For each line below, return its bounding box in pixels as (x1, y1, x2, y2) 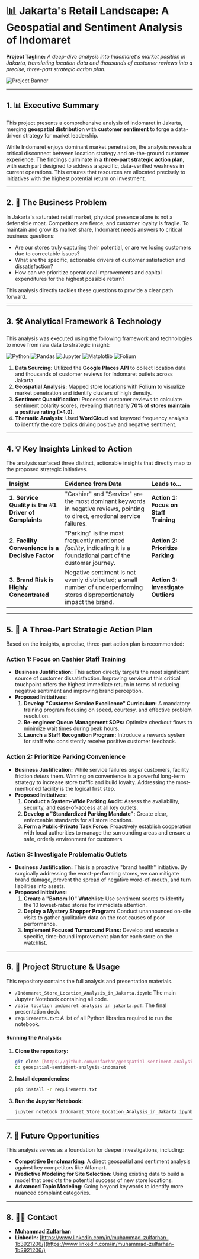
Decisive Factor (9, 551, 54, 560)
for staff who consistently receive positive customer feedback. (23, 738, 176, 745)
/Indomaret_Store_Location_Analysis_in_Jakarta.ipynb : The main (14, 989, 176, 996)
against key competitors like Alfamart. (14, 1164, 107, 1171)
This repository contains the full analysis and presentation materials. (6, 977, 173, 985)
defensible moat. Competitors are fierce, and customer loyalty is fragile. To (6, 219, 189, 226)
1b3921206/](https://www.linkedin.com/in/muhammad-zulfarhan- (14, 1241, 175, 1248)
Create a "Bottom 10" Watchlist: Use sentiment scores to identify (23, 895, 185, 902)
